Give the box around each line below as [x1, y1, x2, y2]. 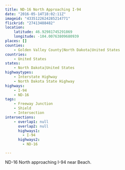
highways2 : [17, 137, 40, 142]
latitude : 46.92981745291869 [14, 29, 73, 34]
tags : [5, 97, 16, 102]
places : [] [5, 39, 27, 43]
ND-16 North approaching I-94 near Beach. [5, 159, 92, 165]
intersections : [5, 114, 36, 120]
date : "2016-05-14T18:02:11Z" [5, 12, 66, 16]
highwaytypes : [5, 70, 34, 75]
